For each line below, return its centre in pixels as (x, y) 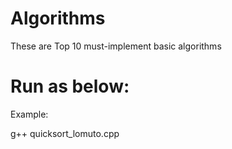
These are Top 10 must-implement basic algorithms (116, 46)
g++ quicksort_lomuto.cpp (65, 133)
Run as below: (70, 86)
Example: (29, 114)
